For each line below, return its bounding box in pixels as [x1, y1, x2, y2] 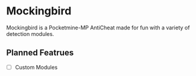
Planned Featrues [6, 48, 74, 58]
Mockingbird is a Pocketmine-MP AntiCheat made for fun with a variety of [6, 24, 190, 31]
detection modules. [6, 30, 54, 37]
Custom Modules [14, 63, 58, 71]
